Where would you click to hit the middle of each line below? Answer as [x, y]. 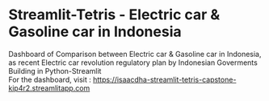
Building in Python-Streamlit [55, 71]
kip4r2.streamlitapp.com [49, 88]
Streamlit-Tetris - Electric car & [114, 15]
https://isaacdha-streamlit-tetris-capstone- [164, 79]
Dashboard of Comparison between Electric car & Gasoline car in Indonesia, [135, 54]
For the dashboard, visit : [50, 79]
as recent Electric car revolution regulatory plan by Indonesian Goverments [133, 63]
